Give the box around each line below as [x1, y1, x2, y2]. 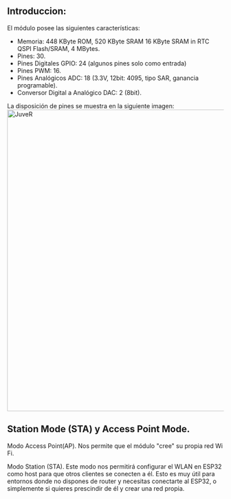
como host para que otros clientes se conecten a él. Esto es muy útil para [7, 469, 215, 478]
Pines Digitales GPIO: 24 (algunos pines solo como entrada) [16, 59, 187, 68]
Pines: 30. [16, 52, 46, 60]
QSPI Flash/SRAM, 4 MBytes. [16, 44, 100, 52]
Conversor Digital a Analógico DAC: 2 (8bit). [16, 88, 142, 96]
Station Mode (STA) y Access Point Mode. [7, 423, 190, 435]
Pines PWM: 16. [16, 66, 62, 74]
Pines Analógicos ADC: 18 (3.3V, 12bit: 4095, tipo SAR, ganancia [16, 74, 199, 82]
